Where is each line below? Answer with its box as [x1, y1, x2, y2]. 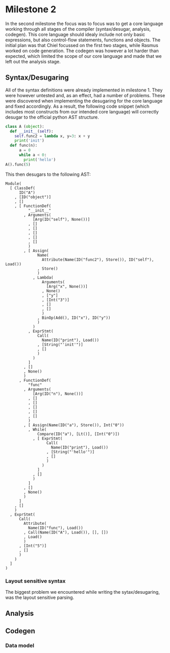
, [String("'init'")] [37, 342, 83, 347]
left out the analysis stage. [5, 58, 61, 64]
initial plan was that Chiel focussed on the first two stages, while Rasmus [5, 42, 158, 48]
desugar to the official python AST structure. [5, 114, 99, 120]
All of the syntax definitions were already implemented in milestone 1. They [5, 87, 163, 93]
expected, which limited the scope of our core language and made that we [5, 53, 162, 59]
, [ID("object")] [14, 194, 52, 200]
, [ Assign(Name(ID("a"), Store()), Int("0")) [23, 423, 125, 428]
